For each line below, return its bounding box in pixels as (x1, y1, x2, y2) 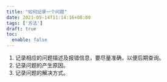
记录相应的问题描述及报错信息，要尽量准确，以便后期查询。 (15, 54, 165, 61)
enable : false (12, 37, 47, 43)
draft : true (6, 25, 36, 32)
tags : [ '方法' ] (6, 20, 43, 26)
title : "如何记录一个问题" (6, 8, 67, 15)
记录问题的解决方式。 (15, 69, 69, 76)
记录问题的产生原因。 (15, 61, 69, 69)
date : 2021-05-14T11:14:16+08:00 (6, 14, 91, 20)
